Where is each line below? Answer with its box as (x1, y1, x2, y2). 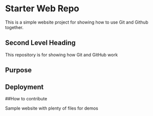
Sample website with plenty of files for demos (5, 105, 99, 111)
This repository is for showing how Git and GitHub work (5, 52, 118, 58)
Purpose (5, 66, 32, 74)
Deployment (5, 83, 44, 91)
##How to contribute (5, 95, 47, 101)
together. (5, 24, 24, 30)
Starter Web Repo (5, 3, 79, 14)
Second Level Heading (5, 39, 76, 47)
